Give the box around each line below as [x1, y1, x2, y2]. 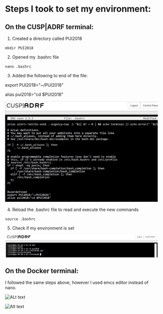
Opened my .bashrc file [12, 54, 59, 60]
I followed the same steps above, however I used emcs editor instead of [5, 279, 149, 285]
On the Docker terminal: [5, 266, 79, 275]
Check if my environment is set [12, 225, 74, 231]
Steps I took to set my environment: [5, 3, 151, 15]
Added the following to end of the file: [12, 73, 88, 78]
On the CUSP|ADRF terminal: [5, 23, 94, 31]
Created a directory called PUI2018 [12, 35, 82, 41]
